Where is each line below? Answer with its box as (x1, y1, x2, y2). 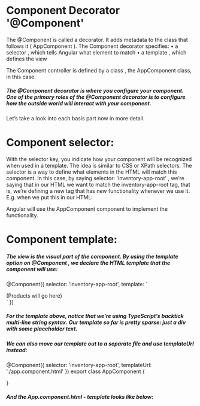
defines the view (6, 55, 47, 62)
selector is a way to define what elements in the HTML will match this (6, 168, 177, 175)
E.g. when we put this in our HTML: (6, 193, 93, 201)
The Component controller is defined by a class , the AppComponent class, (6, 66, 192, 74)
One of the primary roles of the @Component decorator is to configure (6, 93, 186, 101)
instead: (6, 346, 28, 353)
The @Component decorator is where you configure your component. (6, 87, 184, 94)
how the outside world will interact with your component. (6, 99, 151, 107)
